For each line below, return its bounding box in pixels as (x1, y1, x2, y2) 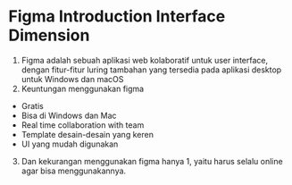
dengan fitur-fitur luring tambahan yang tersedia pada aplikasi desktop (21, 64, 282, 75)
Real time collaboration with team (21, 119, 145, 130)
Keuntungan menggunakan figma (21, 83, 145, 94)
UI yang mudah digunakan (21, 139, 119, 149)
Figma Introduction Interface (8, 6, 226, 27)
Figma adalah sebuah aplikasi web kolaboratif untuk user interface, (21, 55, 269, 65)
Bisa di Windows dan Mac (21, 110, 117, 121)
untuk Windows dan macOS (21, 73, 124, 84)
